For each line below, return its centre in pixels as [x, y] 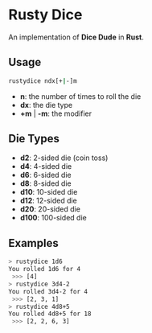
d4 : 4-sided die [46, 166]
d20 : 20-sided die [50, 209]
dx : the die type [46, 105]
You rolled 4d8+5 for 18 [50, 314]
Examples [33, 243]
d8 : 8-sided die [45, 183]
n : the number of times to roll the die [80, 96]
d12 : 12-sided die [49, 201]
